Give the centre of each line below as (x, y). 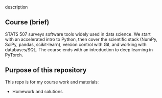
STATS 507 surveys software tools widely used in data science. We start (78, 34)
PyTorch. (14, 55)
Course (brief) (27, 22)
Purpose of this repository (46, 70)
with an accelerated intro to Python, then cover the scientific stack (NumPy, (81, 39)
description (17, 7)
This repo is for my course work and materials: (52, 82)
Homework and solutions (37, 91)
